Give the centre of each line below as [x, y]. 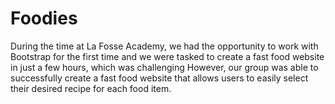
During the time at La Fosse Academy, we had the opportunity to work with [164, 46]
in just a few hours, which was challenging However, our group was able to [164, 67]
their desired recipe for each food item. [91, 88]
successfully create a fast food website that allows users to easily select [159, 78]
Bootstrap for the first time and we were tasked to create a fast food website [167, 56]
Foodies [44, 18]
